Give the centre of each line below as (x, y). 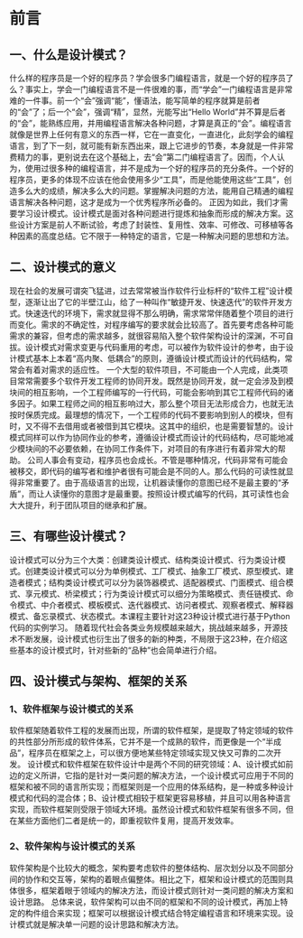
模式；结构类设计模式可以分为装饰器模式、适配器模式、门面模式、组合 (155, 582)
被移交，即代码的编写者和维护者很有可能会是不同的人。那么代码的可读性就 (147, 471)
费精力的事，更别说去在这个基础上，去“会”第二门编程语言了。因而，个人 (143, 157)
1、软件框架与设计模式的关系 (71, 709)
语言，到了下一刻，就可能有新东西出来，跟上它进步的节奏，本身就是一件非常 (151, 146)
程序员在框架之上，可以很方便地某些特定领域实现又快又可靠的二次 (151, 753)
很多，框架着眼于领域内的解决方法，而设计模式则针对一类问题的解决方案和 (155, 890)
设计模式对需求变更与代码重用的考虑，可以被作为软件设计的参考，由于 (155, 347)
